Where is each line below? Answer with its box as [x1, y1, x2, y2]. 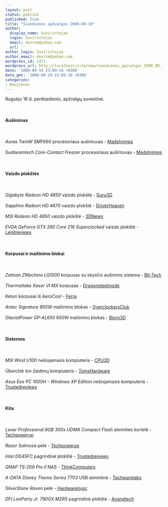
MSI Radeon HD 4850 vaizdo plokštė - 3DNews [5, 213, 103, 219]
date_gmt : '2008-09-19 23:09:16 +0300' [5, 73, 88, 78]
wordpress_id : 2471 [5, 59, 46, 64]
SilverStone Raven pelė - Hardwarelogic [5, 485, 87, 491]
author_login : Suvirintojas [5, 49, 64, 54]
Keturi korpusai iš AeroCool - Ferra [5, 293, 77, 299]
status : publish [5, 12, 39, 17]
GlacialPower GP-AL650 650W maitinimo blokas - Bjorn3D [5, 314, 126, 320]
